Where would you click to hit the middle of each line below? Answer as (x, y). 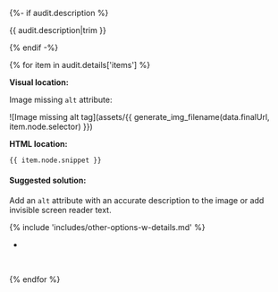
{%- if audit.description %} (59, 13)
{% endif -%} (34, 47)
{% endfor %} (35, 279)
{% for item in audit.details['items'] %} (80, 65)
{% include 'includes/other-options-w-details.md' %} (107, 228)
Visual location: (39, 82)
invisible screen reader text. (60, 210)
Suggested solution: (48, 180)
